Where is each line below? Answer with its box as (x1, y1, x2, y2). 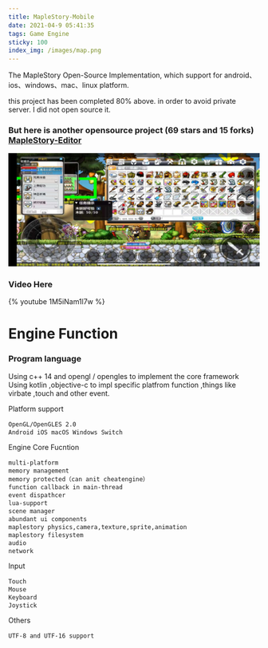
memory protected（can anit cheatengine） (8, 475, 149, 483)
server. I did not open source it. (8, 105, 112, 115)
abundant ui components (8, 515, 88, 523)
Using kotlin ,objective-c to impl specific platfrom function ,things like (8, 380, 237, 389)
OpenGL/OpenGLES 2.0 (8, 420, 77, 429)
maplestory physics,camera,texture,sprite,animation (8, 523, 187, 531)
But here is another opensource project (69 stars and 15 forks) (8, 124, 254, 136)
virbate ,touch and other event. (8, 388, 110, 398)
